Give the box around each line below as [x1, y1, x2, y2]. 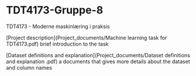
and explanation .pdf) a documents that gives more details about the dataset [6, 58, 190, 65]
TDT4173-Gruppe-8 [6, 4, 104, 17]
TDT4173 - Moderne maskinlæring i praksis [6, 23, 110, 30]
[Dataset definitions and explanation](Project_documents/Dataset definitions [6, 51, 190, 58]
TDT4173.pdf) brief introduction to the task [6, 40, 109, 47]
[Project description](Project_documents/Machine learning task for [6, 34, 167, 41]
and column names [6, 64, 53, 71]
